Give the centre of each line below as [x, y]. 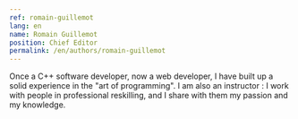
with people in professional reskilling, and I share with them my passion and [149, 96]
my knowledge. [38, 105]
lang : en [26, 26]
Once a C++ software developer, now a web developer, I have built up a [141, 76]
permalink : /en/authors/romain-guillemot [88, 51]
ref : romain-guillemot [51, 17]
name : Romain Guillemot [54, 34]
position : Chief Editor [54, 42]
